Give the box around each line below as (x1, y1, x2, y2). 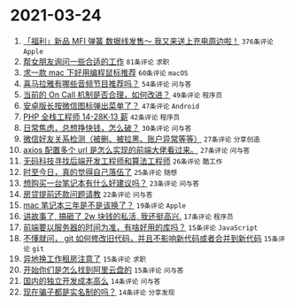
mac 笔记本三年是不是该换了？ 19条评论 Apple (22, 200, 187, 210)
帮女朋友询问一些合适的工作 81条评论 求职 (22, 56, 170, 66)
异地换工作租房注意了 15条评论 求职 (22, 253, 147, 263)
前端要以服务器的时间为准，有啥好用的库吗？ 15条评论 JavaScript (22, 222, 259, 233)
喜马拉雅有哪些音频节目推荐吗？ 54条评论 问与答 (22, 78, 192, 88)
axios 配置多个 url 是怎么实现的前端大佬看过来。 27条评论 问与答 (22, 144, 251, 155)
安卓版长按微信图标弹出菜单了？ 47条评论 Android (22, 100, 200, 111)
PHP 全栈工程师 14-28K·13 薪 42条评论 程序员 (22, 111, 181, 122)
